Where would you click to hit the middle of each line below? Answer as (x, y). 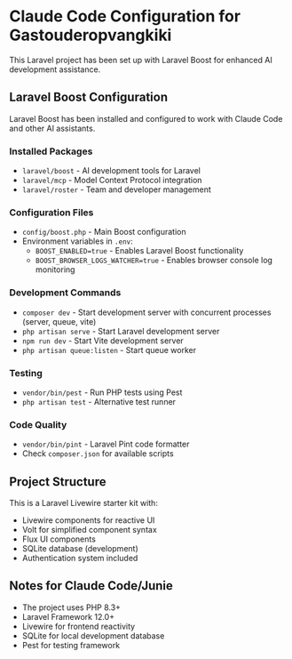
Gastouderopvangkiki (91, 35)
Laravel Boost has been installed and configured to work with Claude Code (146, 118)
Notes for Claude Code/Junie (91, 586)
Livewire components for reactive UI (88, 520)
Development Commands (65, 293)
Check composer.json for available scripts (98, 454)
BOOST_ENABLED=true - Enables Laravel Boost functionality (139, 251)
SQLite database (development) (80, 549)
